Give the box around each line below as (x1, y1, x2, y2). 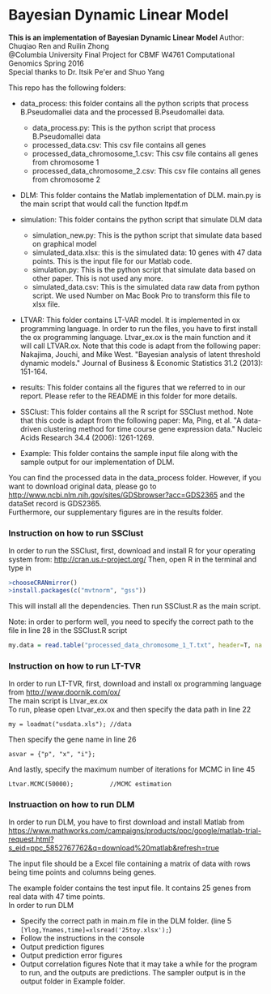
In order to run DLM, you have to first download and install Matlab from (8, 817, 245, 827)
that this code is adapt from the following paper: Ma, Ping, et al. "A (19, 415, 242, 425)
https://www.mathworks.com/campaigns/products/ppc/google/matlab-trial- (8, 826, 261, 836)
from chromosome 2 (32, 174, 101, 184)
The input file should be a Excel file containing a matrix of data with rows (8, 858, 251, 869)
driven (19, 424, 42, 433)
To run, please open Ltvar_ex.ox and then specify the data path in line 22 (8, 704, 252, 715)
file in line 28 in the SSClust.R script (8, 625, 128, 635)
